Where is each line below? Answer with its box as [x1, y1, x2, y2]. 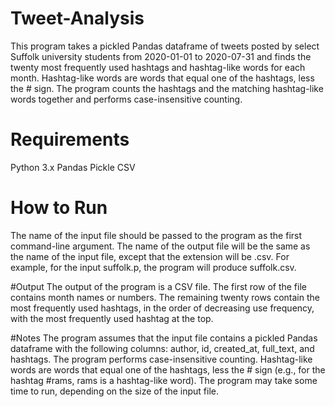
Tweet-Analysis [10, 7, 145, 30]
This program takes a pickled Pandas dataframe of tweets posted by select [10, 40, 320, 52]
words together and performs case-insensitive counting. [10, 93, 243, 105]
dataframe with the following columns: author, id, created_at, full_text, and [10, 342, 315, 354]
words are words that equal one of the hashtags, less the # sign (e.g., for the [10, 363, 326, 376]
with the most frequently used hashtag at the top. [10, 312, 214, 324]
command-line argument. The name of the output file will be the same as [10, 240, 311, 252]
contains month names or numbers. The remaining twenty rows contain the [10, 291, 320, 303]
